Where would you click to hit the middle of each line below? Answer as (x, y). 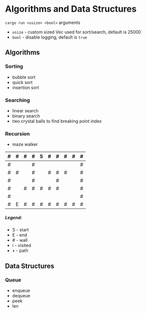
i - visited (21, 246)
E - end (20, 235)
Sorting (14, 66)
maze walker (25, 145)
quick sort (22, 82)
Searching (18, 100)
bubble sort (24, 77)
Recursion (18, 134)
